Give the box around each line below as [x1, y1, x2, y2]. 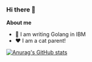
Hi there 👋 [6, 5, 36, 14]
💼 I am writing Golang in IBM [15, 31, 86, 38]
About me [6, 19, 32, 26]
